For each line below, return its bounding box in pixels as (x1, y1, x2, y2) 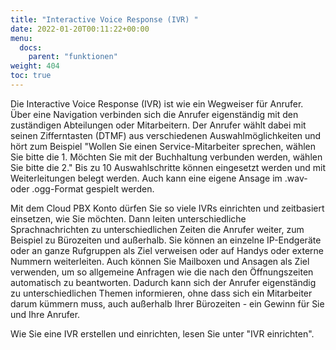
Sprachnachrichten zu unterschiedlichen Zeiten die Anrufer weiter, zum (10, 223, 305, 235)
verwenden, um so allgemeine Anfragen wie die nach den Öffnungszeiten (10, 266, 314, 278)
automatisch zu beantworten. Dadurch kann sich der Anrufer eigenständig (10, 276, 317, 288)
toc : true (10, 71, 52, 81)
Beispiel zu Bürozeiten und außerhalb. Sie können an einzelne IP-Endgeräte (10, 234, 322, 246)
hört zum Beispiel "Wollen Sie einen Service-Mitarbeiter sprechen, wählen (10, 140, 316, 152)
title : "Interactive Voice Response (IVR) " (10, 14, 199, 25)
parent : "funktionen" (28, 52, 118, 62)
